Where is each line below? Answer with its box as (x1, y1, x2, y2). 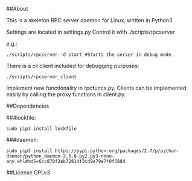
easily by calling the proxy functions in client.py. (6, 91, 126, 98)
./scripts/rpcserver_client (6, 74, 77, 80)
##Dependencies (6, 102, 50, 109)
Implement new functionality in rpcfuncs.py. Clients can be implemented (6, 84, 187, 91)
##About (6, 5, 28, 12)
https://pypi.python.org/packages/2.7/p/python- (54, 148, 180, 154)
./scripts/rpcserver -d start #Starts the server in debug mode (6, 52, 171, 58)
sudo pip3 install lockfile (6, 126, 77, 132)
